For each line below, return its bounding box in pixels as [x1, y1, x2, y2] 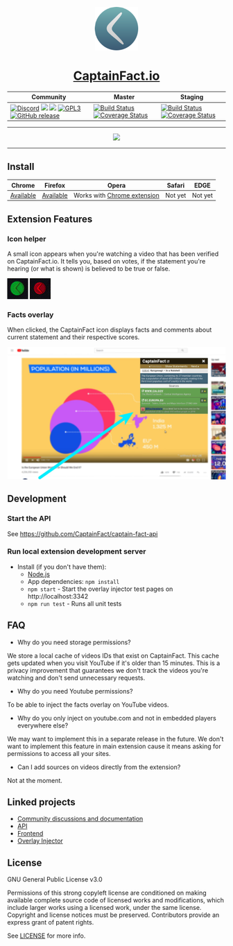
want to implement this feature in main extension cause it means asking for [7, 742, 221, 750]
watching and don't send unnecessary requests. [7, 673, 146, 682]
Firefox [44, 181, 66, 189]
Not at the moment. [7, 776, 62, 784]
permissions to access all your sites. [7, 749, 111, 757]
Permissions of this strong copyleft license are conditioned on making [7, 888, 207, 897]
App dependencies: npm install [27, 577, 120, 585]
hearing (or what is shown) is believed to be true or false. [7, 264, 171, 273]
